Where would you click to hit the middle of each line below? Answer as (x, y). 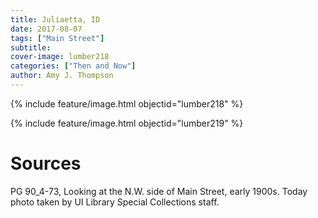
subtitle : (31, 47)
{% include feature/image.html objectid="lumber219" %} (127, 123)
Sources (46, 163)
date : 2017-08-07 (46, 29)
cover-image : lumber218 (60, 57)
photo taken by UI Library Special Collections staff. (115, 202)
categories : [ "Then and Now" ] (73, 66)
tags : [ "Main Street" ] (57, 38)
